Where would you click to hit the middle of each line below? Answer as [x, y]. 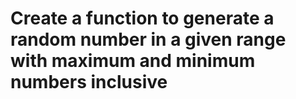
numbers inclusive [89, 82]
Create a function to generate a [142, 18]
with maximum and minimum [133, 61]
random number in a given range [148, 39]
